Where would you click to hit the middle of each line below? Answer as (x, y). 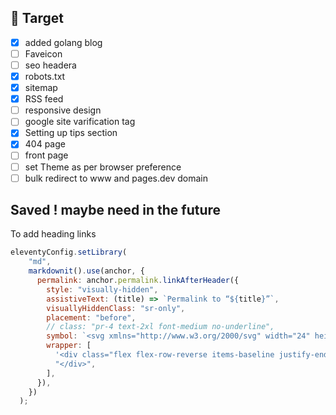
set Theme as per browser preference (103, 167)
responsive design (63, 110)
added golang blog (63, 42)
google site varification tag (80, 122)
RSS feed (44, 99)
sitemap (41, 88)
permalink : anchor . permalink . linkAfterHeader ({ (138, 281)
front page (46, 155)
